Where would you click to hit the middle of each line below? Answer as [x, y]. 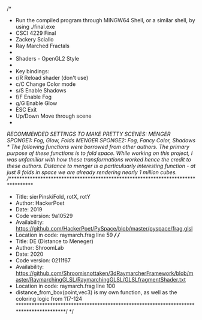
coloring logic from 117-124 [49, 299]
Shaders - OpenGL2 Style [47, 59]
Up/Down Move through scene [53, 116]
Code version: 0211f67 [43, 260]
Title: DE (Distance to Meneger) [54, 241]
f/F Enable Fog [34, 97]
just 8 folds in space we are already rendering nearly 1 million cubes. [92, 172]
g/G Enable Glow [36, 103]
